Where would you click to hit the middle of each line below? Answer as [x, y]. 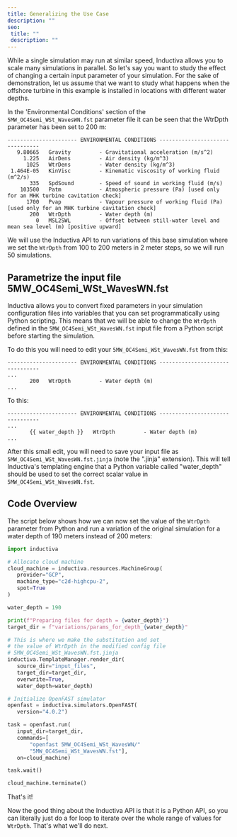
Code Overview [42, 504]
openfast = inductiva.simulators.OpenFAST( [73, 705]
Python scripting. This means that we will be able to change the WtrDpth [112, 321]
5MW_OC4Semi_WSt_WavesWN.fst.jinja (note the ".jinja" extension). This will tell [119, 459]
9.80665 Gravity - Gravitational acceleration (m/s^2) [115, 153]
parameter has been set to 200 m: [57, 127]
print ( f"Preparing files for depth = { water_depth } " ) [88, 620]
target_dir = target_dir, [52, 672]
